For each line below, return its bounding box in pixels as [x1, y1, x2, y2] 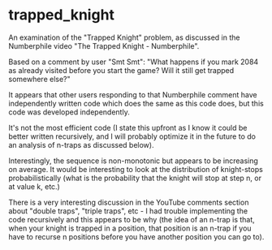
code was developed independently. [8, 107, 130, 117]
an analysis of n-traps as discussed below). [8, 140, 154, 149]
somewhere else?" [8, 74, 71, 84]
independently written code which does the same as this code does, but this [8, 98, 264, 108]
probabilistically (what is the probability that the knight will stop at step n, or [8, 173, 262, 183]
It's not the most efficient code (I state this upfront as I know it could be [8, 123, 248, 132]
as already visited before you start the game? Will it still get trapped [8, 65, 235, 75]
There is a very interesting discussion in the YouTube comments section [8, 197, 249, 207]
